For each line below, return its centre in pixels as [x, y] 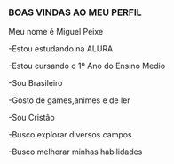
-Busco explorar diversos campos [70, 135]
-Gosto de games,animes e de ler [69, 100]
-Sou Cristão [32, 118]
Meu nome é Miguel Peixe [56, 32]
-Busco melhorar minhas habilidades [75, 152]
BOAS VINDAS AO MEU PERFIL [75, 12]
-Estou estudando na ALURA [61, 49]
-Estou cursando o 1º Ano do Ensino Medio [87, 66]
